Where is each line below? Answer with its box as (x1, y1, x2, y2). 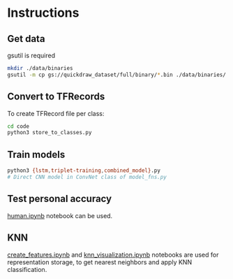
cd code (7, 122, 30, 130)
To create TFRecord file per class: (7, 109, 105, 117)
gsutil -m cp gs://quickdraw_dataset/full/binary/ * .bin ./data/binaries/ (7, 71, 227, 78)
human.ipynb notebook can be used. (7, 211, 113, 220)
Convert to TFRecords (7, 91, 105, 103)
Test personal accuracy (7, 193, 112, 205)
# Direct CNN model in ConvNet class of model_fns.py (7, 173, 167, 180)
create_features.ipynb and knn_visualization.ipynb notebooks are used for (7, 250, 219, 259)
